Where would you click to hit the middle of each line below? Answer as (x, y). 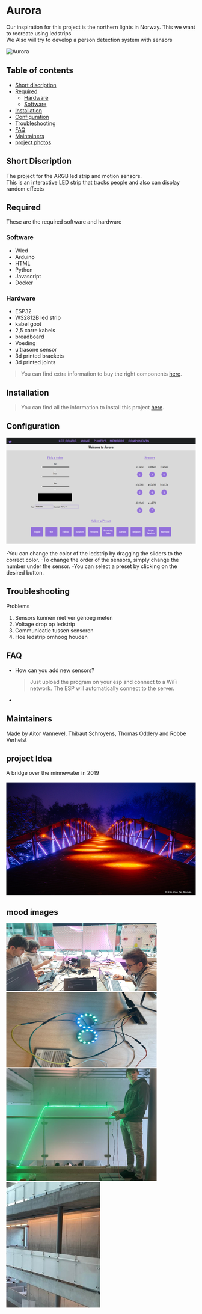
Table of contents (40, 71)
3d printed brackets (39, 356)
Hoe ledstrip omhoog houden (51, 637)
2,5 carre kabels (35, 330)
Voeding (25, 343)
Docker (24, 283)
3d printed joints (35, 362)
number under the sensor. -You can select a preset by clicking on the (92, 566)
